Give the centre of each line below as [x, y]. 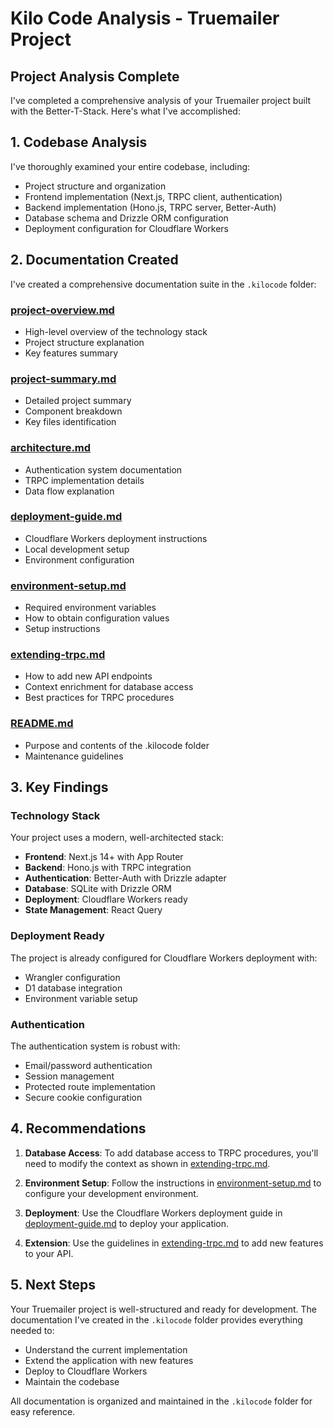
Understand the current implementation [106, 1349]
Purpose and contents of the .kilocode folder [117, 745]
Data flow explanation [69, 491]
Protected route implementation [90, 1086]
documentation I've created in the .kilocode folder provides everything [156, 1319]
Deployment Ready [57, 936]
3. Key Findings [59, 787]
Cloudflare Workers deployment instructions [116, 538]
